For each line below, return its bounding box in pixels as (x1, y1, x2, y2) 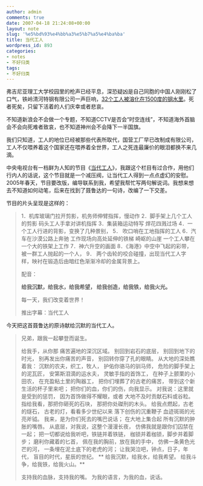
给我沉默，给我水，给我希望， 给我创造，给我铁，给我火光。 (21, 283, 171, 290)
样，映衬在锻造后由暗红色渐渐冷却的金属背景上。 (21, 258, 143, 265)
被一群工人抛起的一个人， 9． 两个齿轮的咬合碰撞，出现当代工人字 (21, 250, 187, 257)
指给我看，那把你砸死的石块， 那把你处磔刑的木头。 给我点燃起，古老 (21, 400, 194, 408)
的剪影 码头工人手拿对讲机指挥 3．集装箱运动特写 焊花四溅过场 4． (21, 220, 188, 227)
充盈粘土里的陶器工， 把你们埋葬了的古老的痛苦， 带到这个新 (43, 378, 195, 385)
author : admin (6, 8, 42, 15)
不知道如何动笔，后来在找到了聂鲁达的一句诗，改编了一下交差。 (11, 187, 170, 194)
